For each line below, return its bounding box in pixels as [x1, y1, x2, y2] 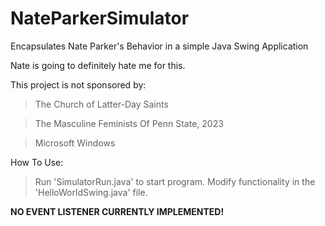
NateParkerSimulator [10, 7, 190, 30]
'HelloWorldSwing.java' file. [34, 186, 148, 198]
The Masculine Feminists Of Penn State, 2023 [34, 117, 224, 129]
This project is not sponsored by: [10, 78, 147, 91]
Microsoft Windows [34, 137, 116, 149]
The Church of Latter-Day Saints [34, 98, 169, 110]
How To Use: [10, 156, 64, 168]
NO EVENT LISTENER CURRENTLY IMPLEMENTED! [10, 205, 225, 217]
